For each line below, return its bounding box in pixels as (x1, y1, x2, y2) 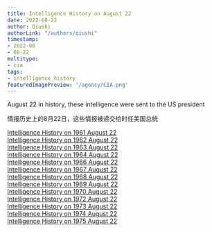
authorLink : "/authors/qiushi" (7, 29, 98, 37)
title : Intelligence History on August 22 (7, 10, 132, 17)
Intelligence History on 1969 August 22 (7, 180, 118, 188)
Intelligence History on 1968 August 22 (7, 173, 118, 181)
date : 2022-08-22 (7, 17, 58, 24)
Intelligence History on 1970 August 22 (7, 188, 118, 196)
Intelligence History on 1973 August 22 (7, 202, 118, 210)
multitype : (7, 56, 39, 63)
